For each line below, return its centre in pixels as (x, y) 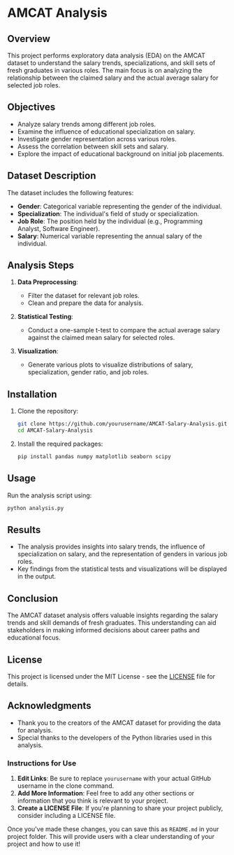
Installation (32, 394)
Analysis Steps (41, 266)
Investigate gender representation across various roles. (97, 139)
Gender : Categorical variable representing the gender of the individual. (119, 206)
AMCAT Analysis (57, 13)
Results (24, 530)
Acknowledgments (50, 706)
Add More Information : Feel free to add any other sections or (106, 793)
